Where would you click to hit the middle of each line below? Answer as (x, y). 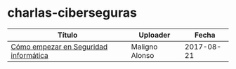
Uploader (155, 35)
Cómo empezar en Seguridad (59, 47)
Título (67, 35)
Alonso (143, 55)
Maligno (144, 47)
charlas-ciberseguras (72, 13)
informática (30, 55)
